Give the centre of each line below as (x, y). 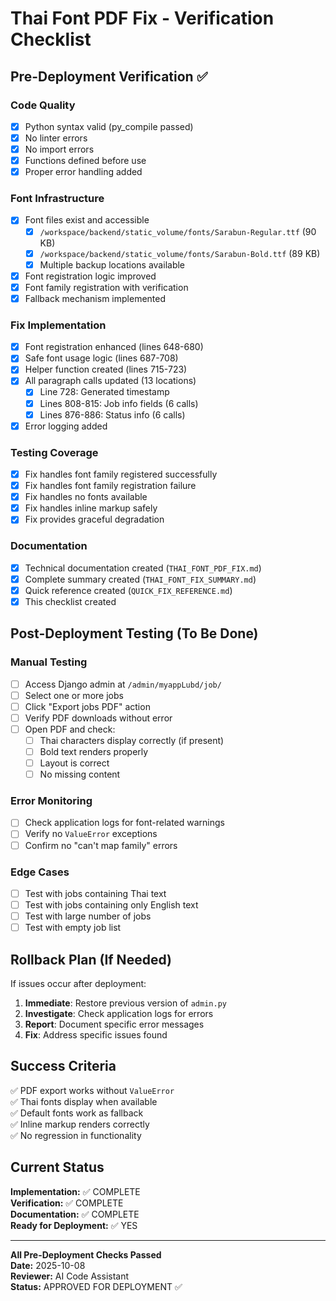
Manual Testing (49, 662)
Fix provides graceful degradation (94, 519)
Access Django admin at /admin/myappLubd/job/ (123, 684)
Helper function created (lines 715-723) (106, 369)
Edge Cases (40, 872)
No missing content (80, 774)
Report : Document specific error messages (114, 1024)
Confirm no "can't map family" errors (101, 845)
